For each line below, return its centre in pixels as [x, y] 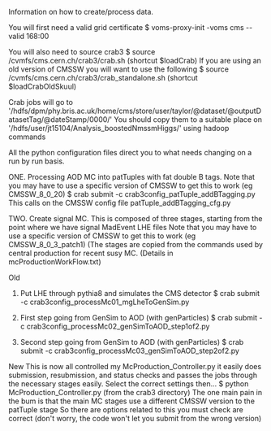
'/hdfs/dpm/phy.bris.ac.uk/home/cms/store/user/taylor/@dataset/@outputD [135, 111]
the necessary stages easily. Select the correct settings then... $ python [129, 384]
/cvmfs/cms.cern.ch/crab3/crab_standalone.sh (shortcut [103, 78]
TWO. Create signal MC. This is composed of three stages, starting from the [135, 218]
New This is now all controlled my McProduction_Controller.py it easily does [135, 366]
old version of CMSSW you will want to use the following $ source [119, 69]
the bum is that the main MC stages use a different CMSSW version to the [132, 401]
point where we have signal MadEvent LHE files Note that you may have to [133, 227]
